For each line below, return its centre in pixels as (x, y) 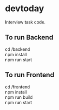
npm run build (19, 97)
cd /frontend (17, 87)
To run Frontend (30, 75)
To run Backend (29, 37)
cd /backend (18, 49)
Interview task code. (25, 22)
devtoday (25, 9)
